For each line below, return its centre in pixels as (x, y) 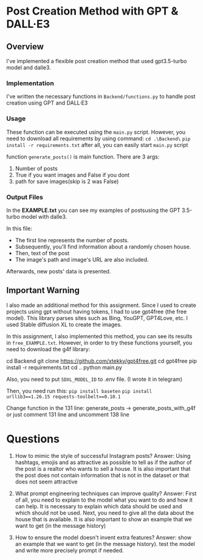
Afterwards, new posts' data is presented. (59, 271)
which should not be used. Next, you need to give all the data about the (105, 513)
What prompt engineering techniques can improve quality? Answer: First (106, 493)
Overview (25, 46)
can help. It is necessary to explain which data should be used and (98, 506)
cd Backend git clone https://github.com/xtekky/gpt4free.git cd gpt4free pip (102, 361)
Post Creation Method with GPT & (92, 11)
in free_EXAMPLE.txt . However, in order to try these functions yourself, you (99, 343)
